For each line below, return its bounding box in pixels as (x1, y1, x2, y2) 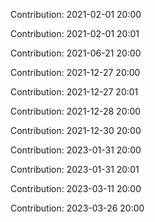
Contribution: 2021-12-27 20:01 (10, 86, 139, 98)
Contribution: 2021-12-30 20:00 (10, 125, 142, 136)
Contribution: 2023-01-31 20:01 (10, 164, 140, 175)
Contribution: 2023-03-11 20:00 (10, 183, 142, 194)
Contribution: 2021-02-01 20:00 (10, 9, 142, 20)
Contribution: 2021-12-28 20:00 (10, 105, 142, 117)
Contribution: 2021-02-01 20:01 (10, 28, 140, 39)
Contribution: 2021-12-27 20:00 (10, 67, 141, 78)
